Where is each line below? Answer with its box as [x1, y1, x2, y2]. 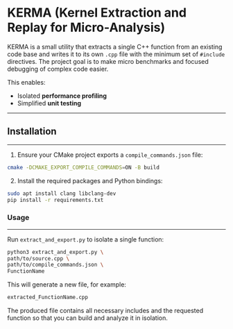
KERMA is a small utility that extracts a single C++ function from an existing [7, 42, 223, 51]
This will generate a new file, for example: [7, 280, 127, 289]
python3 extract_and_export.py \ [7, 248, 104, 255]
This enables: [7, 78, 46, 86]
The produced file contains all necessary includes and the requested [7, 307, 204, 315]
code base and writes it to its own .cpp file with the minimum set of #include [7, 50, 225, 58]
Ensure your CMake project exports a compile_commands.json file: [17, 151, 203, 159]
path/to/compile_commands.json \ [7, 262, 104, 269]
